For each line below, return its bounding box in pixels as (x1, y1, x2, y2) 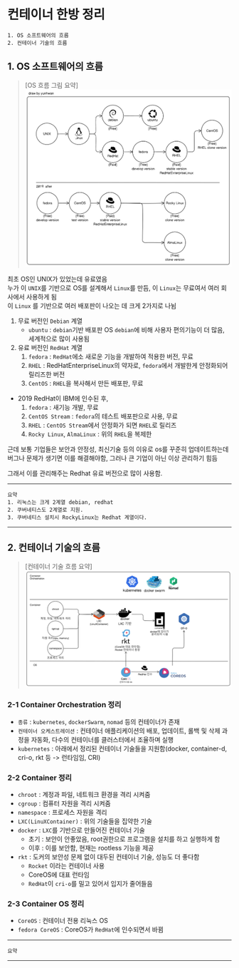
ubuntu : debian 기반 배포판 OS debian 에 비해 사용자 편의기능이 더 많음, (28, 325, 225, 334)
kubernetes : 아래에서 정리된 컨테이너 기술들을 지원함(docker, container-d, (17, 744, 228, 753)
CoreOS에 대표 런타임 (28, 870, 90, 879)
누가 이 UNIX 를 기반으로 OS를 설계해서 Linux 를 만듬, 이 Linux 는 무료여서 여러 (7, 283, 220, 292)
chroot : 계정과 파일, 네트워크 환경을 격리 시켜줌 (17, 791, 151, 799)
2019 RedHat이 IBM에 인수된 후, (17, 393, 109, 403)
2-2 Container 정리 (7, 773, 73, 783)
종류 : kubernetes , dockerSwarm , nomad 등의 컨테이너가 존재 (17, 717, 180, 726)
